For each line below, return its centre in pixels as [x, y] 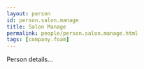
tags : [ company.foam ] [38, 40]
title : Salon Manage [37, 26]
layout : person [29, 14]
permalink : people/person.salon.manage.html [72, 33]
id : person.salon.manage [43, 20]
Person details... [30, 59]
